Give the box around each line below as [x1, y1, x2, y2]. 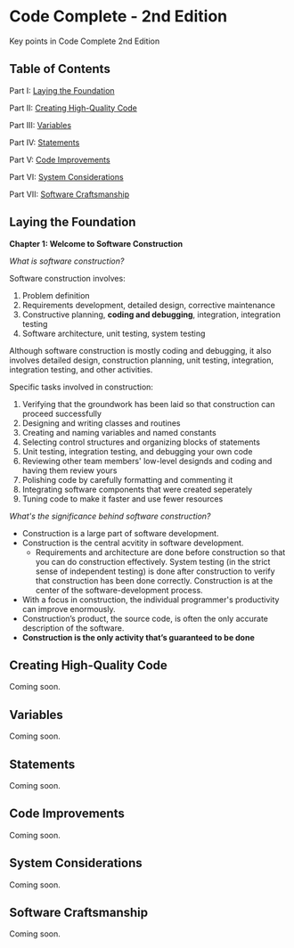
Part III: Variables [9, 119, 72, 130]
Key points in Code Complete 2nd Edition [9, 36, 160, 46]
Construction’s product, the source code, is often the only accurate [21, 613, 269, 624]
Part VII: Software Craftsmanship [9, 189, 130, 200]
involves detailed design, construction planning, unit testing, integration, [9, 355, 274, 365]
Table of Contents [9, 61, 111, 77]
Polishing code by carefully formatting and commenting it [21, 474, 233, 485]
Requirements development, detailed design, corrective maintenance [21, 299, 276, 310]
